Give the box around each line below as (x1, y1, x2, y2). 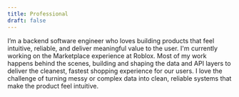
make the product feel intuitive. (7, 81, 99, 90)
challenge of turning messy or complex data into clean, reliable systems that (7, 74, 232, 82)
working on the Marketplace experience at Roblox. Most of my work (7, 51, 207, 60)
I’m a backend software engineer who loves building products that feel (7, 36, 215, 45)
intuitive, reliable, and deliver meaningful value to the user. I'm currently (7, 44, 218, 52)
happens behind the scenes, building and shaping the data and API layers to (7, 59, 231, 67)
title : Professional (7, 10, 69, 18)
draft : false (7, 17, 46, 24)
